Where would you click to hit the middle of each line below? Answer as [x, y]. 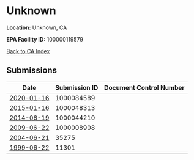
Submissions [32, 71]
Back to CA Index [28, 51]
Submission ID [76, 87]
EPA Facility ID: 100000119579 [45, 39]
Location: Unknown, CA [37, 27]
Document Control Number [144, 87]
